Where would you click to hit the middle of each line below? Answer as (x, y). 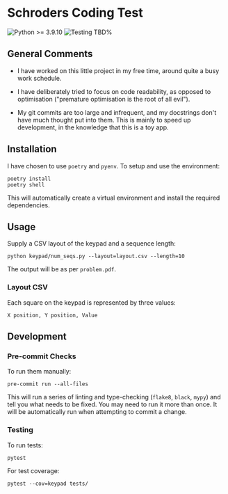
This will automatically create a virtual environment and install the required (114, 198)
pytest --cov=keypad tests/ (48, 484)
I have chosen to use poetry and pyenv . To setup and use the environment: (114, 166)
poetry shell (26, 185)
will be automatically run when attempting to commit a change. (97, 412)
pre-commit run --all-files (48, 384)
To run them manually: (39, 372)
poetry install (29, 179)
